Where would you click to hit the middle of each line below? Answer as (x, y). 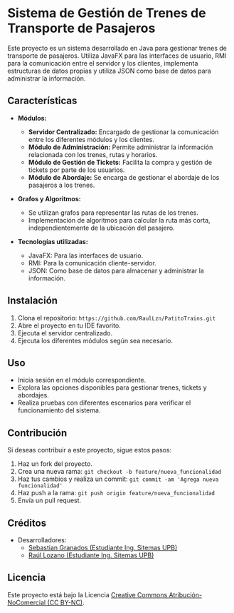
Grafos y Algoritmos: (49, 198)
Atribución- (186, 594)
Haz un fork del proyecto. (55, 464)
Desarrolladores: (42, 540)
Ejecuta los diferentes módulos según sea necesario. (95, 340)
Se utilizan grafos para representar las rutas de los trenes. (113, 213)
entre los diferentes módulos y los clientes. (91, 139)
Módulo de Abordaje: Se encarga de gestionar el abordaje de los (124, 177)
